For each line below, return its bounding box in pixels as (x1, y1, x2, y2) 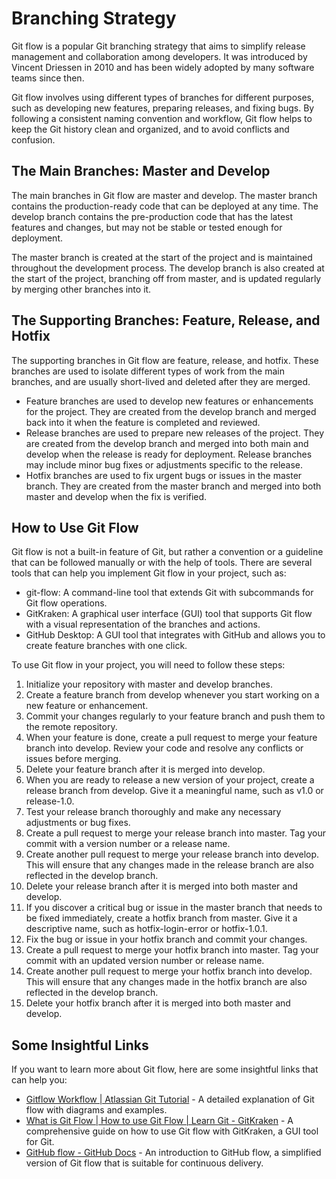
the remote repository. (25, 721, 118, 733)
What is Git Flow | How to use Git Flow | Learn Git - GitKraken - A (25, 1115, 294, 1127)
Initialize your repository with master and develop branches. (25, 678, 273, 691)
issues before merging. (25, 753, 122, 765)
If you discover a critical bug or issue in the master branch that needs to (25, 902, 323, 914)
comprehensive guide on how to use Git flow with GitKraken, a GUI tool (25, 1125, 319, 1137)
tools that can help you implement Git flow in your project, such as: (11, 567, 287, 579)
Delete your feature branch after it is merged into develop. (25, 763, 266, 776)
